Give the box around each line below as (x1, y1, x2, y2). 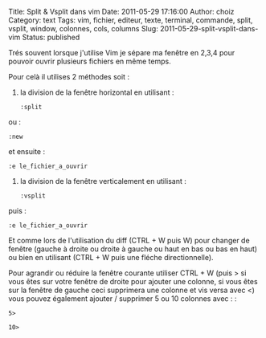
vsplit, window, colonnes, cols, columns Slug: (8, 24, 158, 33)
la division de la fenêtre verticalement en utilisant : (19, 177, 186, 185)
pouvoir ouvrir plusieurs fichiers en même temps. (8, 56, 171, 66)
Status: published (22, 32, 80, 42)
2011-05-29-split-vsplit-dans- (159, 24, 259, 33)
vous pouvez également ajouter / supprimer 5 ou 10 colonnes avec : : (8, 294, 237, 303)
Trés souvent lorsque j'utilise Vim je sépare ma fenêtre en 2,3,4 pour (8, 48, 235, 57)
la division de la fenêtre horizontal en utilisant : (19, 88, 174, 97)
